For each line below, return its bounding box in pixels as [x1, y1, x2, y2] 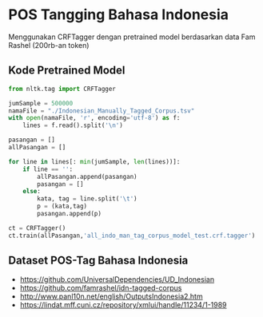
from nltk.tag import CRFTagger [8, 85, 116, 93]
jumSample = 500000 [8, 99, 74, 107]
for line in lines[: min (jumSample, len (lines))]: [8, 157, 181, 165]
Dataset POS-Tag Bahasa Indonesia [8, 254, 189, 267]
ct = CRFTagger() [8, 224, 66, 232]
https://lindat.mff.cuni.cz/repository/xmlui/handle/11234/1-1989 [19, 300, 227, 310]
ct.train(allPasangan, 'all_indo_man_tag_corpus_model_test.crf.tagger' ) [8, 232, 256, 240]
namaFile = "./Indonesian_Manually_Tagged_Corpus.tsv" [8, 106, 195, 115]
